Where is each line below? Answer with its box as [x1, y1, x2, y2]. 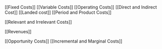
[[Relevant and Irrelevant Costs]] [5, 19, 72, 25]
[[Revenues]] [5, 29, 32, 34]
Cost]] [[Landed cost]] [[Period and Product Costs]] [5, 9, 112, 15]
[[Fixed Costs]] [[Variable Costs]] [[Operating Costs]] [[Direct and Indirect [5, 4, 157, 10]
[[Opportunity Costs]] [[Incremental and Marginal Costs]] [5, 38, 122, 44]
